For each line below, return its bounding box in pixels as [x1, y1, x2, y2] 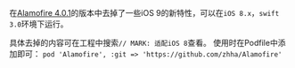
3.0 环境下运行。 [9, 19, 69, 29]
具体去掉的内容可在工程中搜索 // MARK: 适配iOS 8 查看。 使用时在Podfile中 [9, 38, 278, 48]
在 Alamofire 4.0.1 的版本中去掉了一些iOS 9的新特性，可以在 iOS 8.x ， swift [9, 8, 280, 18]
